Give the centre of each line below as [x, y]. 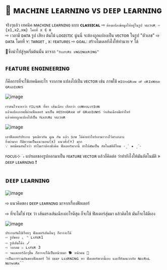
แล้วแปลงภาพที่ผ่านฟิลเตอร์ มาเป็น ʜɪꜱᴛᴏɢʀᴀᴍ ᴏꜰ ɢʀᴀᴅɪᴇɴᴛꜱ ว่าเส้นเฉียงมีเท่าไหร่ [68, 112]
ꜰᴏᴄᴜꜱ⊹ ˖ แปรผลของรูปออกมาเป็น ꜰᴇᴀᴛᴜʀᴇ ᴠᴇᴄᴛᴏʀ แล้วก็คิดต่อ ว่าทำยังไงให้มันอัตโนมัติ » [83, 156]
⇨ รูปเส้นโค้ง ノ [18, 243]
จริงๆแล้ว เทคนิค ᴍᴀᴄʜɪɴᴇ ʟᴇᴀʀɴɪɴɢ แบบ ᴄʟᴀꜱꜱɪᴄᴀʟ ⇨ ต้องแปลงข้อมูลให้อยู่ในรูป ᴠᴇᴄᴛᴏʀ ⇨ [83, 25]
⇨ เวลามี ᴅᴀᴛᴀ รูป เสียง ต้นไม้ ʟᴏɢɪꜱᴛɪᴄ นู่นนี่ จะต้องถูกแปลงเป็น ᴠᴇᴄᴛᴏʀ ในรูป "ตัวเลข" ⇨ [82, 35]
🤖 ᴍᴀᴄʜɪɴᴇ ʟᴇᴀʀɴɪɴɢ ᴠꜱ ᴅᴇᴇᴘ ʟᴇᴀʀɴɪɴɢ [84, 10]
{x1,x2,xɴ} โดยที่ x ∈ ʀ [29, 30]
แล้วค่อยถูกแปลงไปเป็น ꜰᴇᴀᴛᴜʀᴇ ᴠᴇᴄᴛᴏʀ [35, 117]
